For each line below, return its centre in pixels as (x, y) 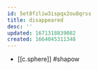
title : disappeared (35, 20)
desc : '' (20, 26)
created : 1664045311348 (42, 40)
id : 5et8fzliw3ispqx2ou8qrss (49, 14)
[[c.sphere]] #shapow (48, 59)
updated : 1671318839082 (42, 33)
